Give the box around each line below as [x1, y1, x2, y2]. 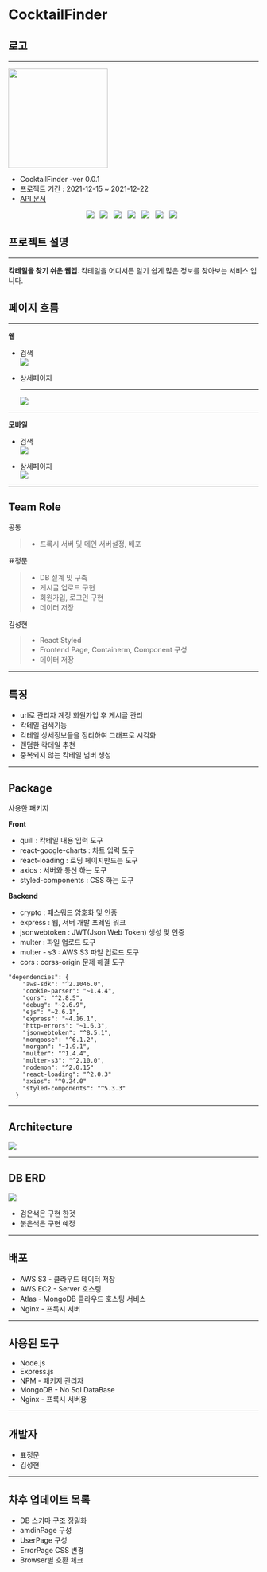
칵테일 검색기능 [19, 721, 68, 730]
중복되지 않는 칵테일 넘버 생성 [19, 750, 111, 760]
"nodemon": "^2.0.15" [22, 1063, 94, 1072]
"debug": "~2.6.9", [22, 1001, 87, 1009]
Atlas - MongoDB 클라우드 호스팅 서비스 [19, 1294, 146, 1303]
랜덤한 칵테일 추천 [19, 741, 75, 750]
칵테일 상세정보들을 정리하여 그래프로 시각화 [19, 730, 157, 740]
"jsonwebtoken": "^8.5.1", [22, 1029, 112, 1037]
